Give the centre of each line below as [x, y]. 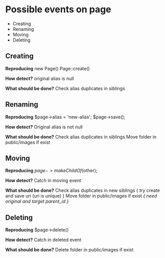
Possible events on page [58, 9]
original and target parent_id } [37, 202]
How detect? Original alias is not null [44, 127]
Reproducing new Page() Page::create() [48, 68]
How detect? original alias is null [40, 78]
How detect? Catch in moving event [43, 181]
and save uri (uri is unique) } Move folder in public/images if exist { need [81, 196]
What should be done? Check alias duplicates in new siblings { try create [82, 190]
